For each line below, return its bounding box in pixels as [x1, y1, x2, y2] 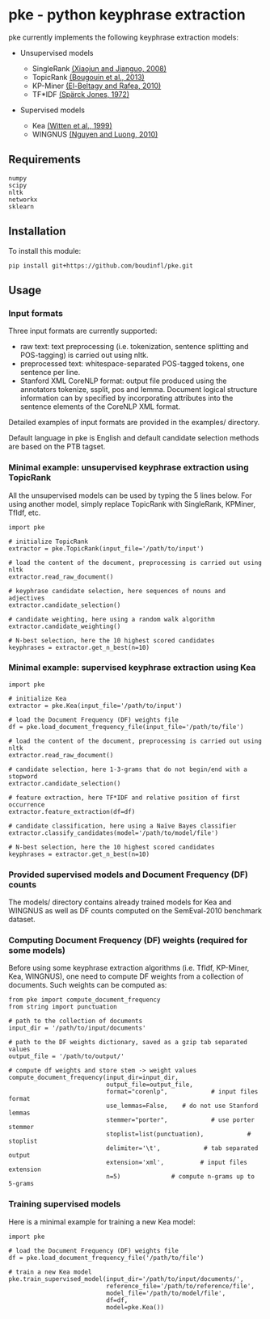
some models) [8, 945, 66, 956]
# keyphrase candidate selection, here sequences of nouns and [8, 587, 226, 595]
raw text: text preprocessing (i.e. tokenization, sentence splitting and [19, 342, 249, 352]
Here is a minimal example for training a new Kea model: [8, 1216, 196, 1226]
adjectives [8, 594, 45, 602]
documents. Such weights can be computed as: [8, 980, 167, 990]
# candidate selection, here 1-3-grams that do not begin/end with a [8, 765, 248, 773]
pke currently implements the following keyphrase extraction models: [8, 32, 238, 42]
